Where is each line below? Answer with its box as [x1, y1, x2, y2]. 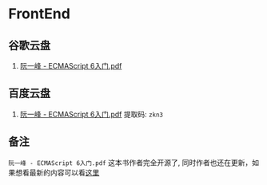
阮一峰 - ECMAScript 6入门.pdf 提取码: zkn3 [19, 109, 164, 119]
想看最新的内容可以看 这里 [14, 167, 100, 177]
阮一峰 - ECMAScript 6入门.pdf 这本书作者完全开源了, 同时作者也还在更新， [8, 157, 253, 167]
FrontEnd [8, 5, 70, 23]
